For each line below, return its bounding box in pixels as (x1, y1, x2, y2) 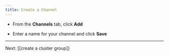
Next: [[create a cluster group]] (5, 45, 70, 51)
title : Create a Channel (5, 7, 57, 12)
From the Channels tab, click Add (12, 21, 83, 27)
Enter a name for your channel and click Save (12, 30, 107, 36)
